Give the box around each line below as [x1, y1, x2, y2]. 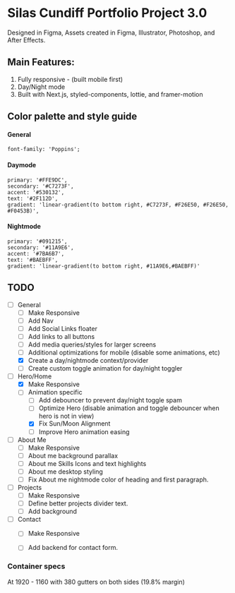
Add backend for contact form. [28, 544, 119, 552]
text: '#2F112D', [7, 195, 59, 202]
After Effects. [7, 35, 46, 44]
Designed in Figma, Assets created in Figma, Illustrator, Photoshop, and [7, 28, 215, 37]
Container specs [7, 561, 66, 571]
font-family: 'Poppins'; [7, 146, 80, 153]
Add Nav [28, 316, 54, 325]
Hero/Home [17, 372, 52, 381]
